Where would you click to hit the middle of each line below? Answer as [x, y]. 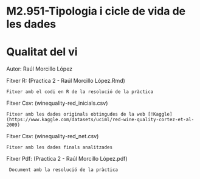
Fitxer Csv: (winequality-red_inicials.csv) [57, 103]
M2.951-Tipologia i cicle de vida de [96, 11]
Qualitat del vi [42, 52]
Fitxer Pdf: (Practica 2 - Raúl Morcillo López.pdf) [67, 159]
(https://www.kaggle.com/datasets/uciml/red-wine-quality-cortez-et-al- [100, 120]
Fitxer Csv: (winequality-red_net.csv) [53, 136]
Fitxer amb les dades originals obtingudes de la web [76, 114]
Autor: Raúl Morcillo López [40, 69]
